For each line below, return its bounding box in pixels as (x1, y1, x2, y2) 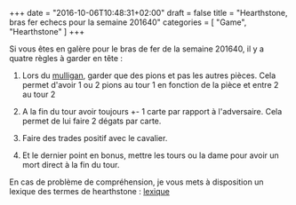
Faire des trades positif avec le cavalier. (21, 133, 168, 143)
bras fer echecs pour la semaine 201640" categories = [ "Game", (9, 17, 247, 28)
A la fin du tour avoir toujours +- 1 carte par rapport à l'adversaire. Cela (21, 106, 283, 116)
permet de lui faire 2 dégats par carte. (21, 115, 162, 126)
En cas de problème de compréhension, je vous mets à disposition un (9, 177, 264, 187)
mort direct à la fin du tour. (21, 160, 120, 170)
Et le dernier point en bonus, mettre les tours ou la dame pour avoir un (21, 150, 280, 161)
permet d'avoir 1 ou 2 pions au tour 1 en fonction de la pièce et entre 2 (21, 80, 279, 90)
